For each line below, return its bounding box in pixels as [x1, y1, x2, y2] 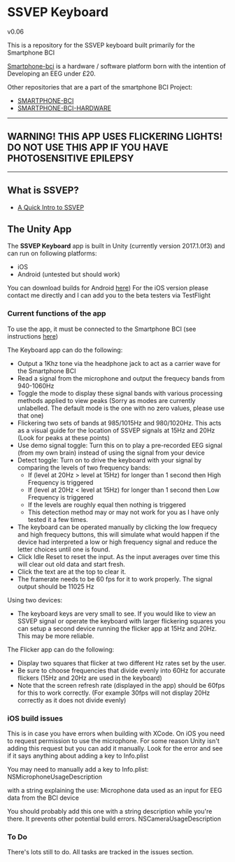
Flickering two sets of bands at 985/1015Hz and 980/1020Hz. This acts [17, 418, 222, 427]
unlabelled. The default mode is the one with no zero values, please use [17, 404, 225, 412]
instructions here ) [7, 332, 58, 340]
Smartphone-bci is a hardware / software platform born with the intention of [7, 62, 226, 70]
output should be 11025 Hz [17, 582, 94, 591]
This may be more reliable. [17, 631, 94, 640]
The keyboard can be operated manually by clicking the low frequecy [17, 523, 218, 531]
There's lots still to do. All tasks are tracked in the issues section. [7, 848, 194, 856]
